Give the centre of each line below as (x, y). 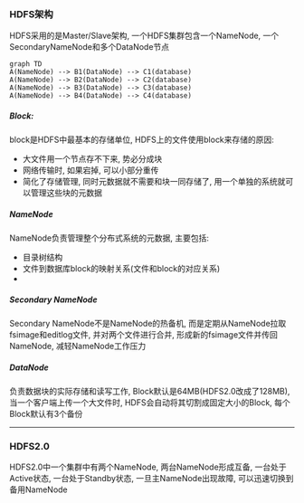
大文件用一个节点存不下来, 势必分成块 (92, 159)
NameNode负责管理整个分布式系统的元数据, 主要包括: (109, 238)
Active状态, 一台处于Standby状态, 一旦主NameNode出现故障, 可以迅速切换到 (152, 479)
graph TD (26, 64)
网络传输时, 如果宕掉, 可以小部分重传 (90, 170)
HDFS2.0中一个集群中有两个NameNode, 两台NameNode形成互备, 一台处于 (148, 467)
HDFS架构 (32, 14)
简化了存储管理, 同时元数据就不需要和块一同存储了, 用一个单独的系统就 (154, 182)
